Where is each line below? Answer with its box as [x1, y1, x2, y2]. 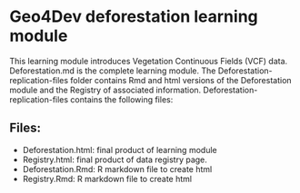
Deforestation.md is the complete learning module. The [9, 65, 216, 76]
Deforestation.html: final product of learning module [22, 144, 217, 155]
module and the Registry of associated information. [9, 84, 202, 95]
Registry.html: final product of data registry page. [22, 154, 207, 165]
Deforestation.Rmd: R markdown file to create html [22, 163, 213, 174]
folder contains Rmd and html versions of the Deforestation [70, 74, 293, 85]
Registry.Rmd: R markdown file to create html [22, 173, 193, 184]
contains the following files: [70, 93, 174, 105]
